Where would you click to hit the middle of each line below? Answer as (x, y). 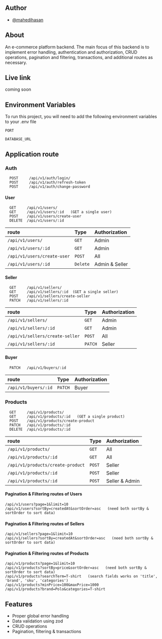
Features (19, 604)
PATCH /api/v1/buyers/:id (38, 368)
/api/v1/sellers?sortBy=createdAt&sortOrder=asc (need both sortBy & (79, 539)
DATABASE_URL (18, 139)
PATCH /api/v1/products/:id (40, 425)
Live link (18, 78)
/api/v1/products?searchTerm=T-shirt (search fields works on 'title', (81, 577)
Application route (32, 154)
